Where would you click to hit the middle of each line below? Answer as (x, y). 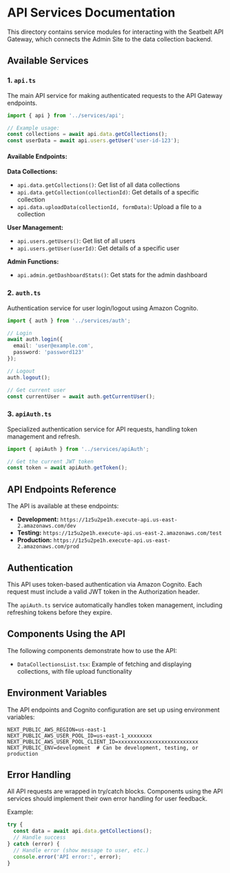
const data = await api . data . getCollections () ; (83, 831)
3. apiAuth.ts (29, 414)
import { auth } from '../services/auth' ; (69, 321)
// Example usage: (33, 128)
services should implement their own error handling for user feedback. (107, 799)
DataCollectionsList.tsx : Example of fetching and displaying (104, 664)
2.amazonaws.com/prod (48, 547)
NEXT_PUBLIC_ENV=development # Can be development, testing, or (103, 747)
